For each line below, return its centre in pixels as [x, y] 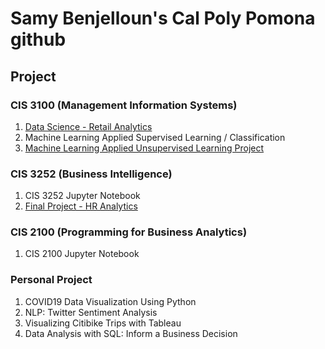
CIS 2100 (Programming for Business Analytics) [129, 232]
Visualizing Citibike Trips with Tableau [103, 323]
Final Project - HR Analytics [81, 206]
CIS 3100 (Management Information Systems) [124, 105]
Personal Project [51, 280]
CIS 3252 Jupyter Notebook [82, 196]
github [38, 39]
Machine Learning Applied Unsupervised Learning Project [144, 148]
